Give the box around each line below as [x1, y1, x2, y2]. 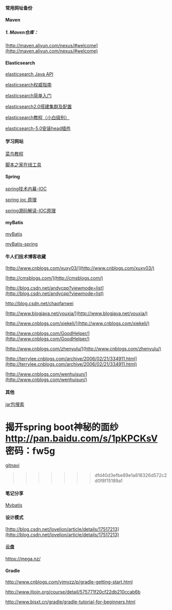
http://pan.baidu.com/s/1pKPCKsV [5, 432, 158, 444]
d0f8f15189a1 [94, 478, 123, 484]
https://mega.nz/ [5, 556, 41, 562]
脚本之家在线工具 [5, 161, 42, 168]
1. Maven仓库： [5, 29, 39, 35]
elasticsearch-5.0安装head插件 [5, 125, 71, 132]
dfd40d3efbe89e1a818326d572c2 [94, 472, 167, 478]
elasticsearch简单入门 [5, 93, 52, 99]
